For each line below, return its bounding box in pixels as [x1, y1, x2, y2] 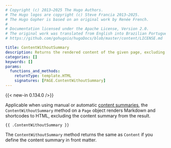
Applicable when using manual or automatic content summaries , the [5, 102, 148, 108]
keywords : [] [5, 59, 33, 64]
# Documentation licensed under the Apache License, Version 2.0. [5, 26, 149, 32]
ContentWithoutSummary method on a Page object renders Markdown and [5, 107, 156, 113]
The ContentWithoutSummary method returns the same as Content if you [5, 131, 153, 137]
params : [5, 64, 22, 69]
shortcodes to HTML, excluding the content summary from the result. [5, 112, 151, 119]
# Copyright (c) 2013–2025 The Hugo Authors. [5, 7, 103, 13]
